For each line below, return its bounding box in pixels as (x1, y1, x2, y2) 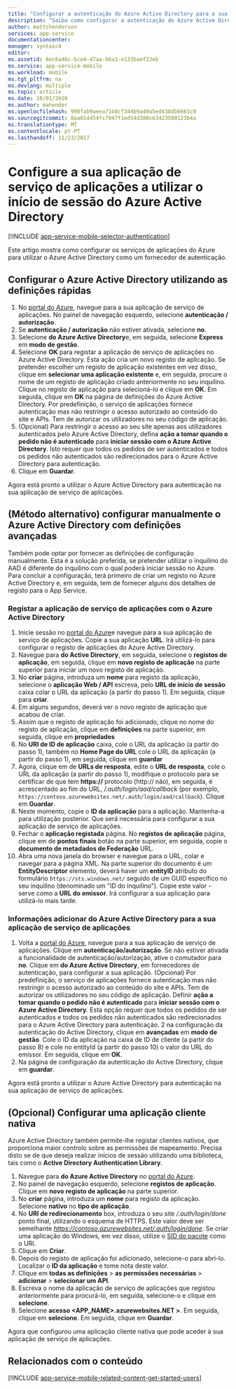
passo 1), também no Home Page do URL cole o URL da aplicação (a (18, 747, 216, 756)
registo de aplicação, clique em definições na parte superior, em (18, 725, 206, 733)
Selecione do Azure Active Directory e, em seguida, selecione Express (18, 333, 223, 341)
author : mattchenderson (8, 23, 78, 30)
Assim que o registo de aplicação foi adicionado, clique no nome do (18, 718, 214, 726)
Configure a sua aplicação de (8, 164, 181, 180)
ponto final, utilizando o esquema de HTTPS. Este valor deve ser (18, 1217, 204, 1226)
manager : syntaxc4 (8, 43, 62, 50)
